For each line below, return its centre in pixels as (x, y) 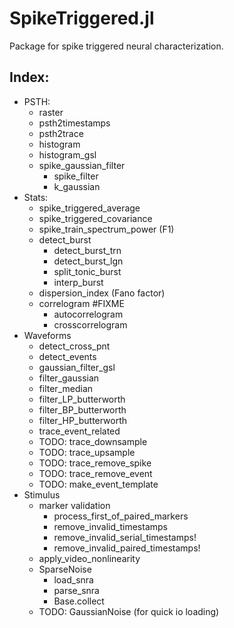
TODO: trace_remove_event (95, 473)
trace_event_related (79, 431)
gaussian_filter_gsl (77, 367)
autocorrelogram (88, 314)
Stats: (36, 197)
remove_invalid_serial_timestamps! (125, 537)
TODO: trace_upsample (87, 452)
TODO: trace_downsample (93, 441)
